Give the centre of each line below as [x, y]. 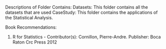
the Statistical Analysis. [29, 18]
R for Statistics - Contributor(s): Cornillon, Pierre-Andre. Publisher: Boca [86, 37]
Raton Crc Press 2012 [35, 42]
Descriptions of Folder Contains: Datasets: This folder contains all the [77, 7]
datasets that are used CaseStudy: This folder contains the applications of [81, 12]
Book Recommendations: [31, 27]
